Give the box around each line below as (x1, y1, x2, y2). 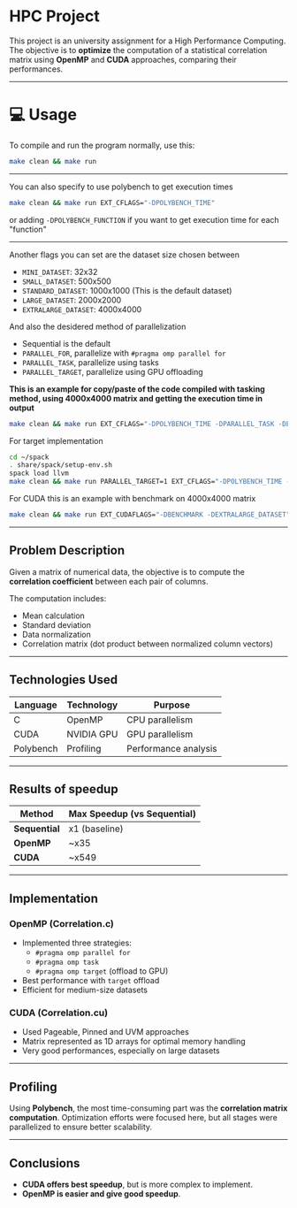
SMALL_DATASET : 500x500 (21, 276, 112, 287)
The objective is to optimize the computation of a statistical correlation (9, 44, 268, 55)
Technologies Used (9, 672, 118, 687)
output (9, 402, 35, 413)
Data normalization (21, 629, 91, 639)
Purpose (153, 699, 190, 711)
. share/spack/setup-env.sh (9, 461, 113, 470)
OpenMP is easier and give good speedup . (21, 1188, 181, 1199)
